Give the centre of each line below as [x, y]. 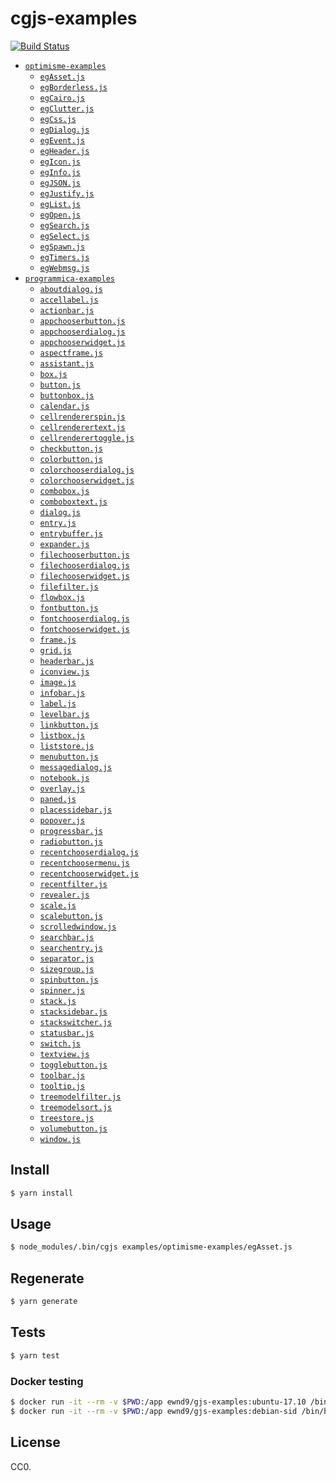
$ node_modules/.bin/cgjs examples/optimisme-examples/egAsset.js [151, 1247]
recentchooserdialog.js [89, 852]
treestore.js [67, 1118]
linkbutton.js [69, 725]
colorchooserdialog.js [87, 470]
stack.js [58, 1001]
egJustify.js [67, 193]
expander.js [64, 544]
